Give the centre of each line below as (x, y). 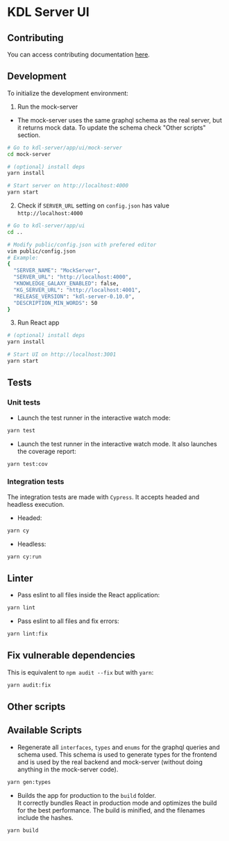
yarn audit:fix (29, 685)
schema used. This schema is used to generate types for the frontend (117, 754)
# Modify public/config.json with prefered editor (82, 244)
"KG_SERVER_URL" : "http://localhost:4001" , (77, 290)
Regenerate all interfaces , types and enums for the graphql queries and (118, 747)
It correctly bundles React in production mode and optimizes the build (117, 803)
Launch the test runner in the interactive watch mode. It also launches (117, 443)
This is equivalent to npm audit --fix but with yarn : (80, 672)
